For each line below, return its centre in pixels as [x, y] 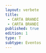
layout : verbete [22, 10]
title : [12, 15]
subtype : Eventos [23, 43]
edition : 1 [16, 33]
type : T [13, 38]
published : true [22, 29]
